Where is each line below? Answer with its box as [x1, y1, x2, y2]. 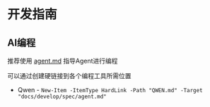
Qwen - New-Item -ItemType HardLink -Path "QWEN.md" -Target [17, 86, 203, 94]
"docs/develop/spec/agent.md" [17, 93, 107, 100]
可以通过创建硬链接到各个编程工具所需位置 [7, 72, 132, 80]
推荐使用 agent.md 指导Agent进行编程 [7, 57, 118, 65]
